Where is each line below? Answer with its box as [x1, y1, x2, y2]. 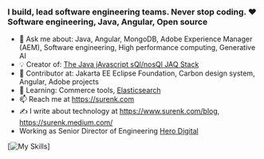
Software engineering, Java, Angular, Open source [7, 16, 208, 27]
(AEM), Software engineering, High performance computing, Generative [18, 43, 256, 52]
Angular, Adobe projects [18, 77, 99, 87]
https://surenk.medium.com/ [18, 118, 113, 127]
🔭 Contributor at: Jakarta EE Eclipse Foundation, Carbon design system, [18, 68, 256, 78]
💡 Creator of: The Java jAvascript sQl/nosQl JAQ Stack [18, 60, 199, 69]
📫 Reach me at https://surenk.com [18, 95, 135, 104]
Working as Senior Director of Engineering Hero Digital [18, 126, 199, 136]
